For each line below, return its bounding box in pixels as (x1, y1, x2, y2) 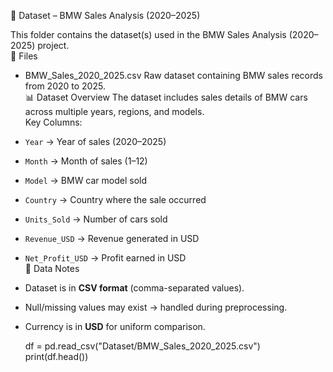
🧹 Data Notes (24, 263, 80, 274)
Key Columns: (24, 116, 83, 128)
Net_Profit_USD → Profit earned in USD (24, 252, 187, 264)
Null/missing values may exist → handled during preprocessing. (24, 301, 288, 313)
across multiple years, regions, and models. (24, 106, 205, 117)
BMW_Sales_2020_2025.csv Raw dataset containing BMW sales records (24, 70, 324, 81)
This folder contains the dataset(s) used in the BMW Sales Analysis (10, 29, 287, 40)
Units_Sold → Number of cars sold (24, 213, 168, 225)
